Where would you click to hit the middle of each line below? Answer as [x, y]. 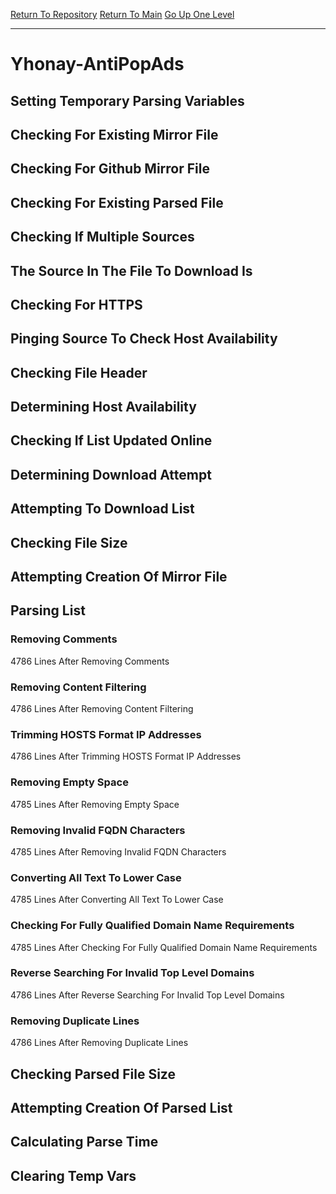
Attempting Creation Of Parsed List [121, 1107]
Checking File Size [69, 542]
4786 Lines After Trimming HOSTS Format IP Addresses [126, 756]
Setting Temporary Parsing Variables [127, 100]
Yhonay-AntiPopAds [97, 64]
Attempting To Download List [102, 509]
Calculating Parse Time [84, 1142]
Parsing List [48, 610]
